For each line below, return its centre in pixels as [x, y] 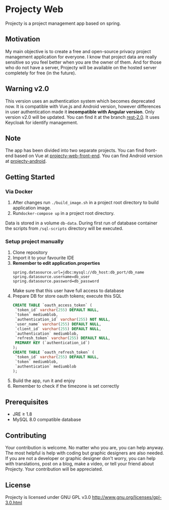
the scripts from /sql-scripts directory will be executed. [64, 228]
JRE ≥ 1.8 [22, 414]
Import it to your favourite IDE [43, 258]
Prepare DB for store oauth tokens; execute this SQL [67, 296]
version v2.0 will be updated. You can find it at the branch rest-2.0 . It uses [82, 117]
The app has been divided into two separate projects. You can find [75, 151]
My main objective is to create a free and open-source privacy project [78, 51]
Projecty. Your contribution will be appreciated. [54, 469]
